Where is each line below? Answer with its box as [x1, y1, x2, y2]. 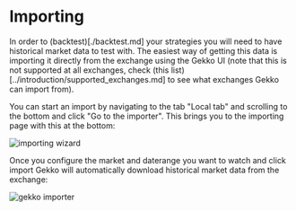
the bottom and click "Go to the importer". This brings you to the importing [9, 110, 284, 121]
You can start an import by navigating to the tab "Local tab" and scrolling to [9, 101, 288, 111]
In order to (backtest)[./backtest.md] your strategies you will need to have [9, 36, 283, 47]
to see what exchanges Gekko [167, 74, 280, 84]
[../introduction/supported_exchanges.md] [9, 74, 166, 84]
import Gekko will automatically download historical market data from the [9, 164, 280, 175]
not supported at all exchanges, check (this [9, 65, 170, 75]
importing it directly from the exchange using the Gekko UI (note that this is [9, 55, 287, 66]
